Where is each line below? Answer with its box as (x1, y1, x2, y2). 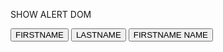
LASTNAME (75, 30, 122, 40)
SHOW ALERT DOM (10, 9, 92, 20)
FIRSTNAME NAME (133, 30, 208, 40)
